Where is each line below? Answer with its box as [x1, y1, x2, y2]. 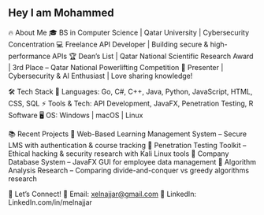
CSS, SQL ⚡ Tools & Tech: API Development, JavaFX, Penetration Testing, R [8, 98, 254, 108]
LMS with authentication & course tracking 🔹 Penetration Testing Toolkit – [8, 140, 247, 150]
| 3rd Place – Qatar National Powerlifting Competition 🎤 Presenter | [8, 62, 224, 72]
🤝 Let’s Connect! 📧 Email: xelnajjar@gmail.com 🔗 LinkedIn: [8, 189, 197, 198]
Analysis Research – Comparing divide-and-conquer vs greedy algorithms [8, 165, 250, 175]
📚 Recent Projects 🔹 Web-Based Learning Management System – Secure [8, 129, 247, 139]
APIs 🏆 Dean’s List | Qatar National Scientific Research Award [52, 51, 254, 61]
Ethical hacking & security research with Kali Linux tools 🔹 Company [8, 149, 229, 158]
